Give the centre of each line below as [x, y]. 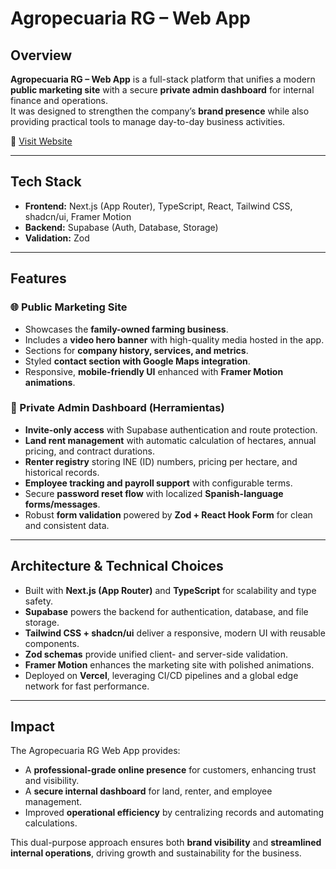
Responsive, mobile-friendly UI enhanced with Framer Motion [154, 371]
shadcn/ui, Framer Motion [78, 216]
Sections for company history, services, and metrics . [136, 350]
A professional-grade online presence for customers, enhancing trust [170, 770]
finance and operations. [59, 100]
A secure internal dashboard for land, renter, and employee [148, 791]
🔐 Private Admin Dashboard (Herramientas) [117, 408]
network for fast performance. [87, 686]
